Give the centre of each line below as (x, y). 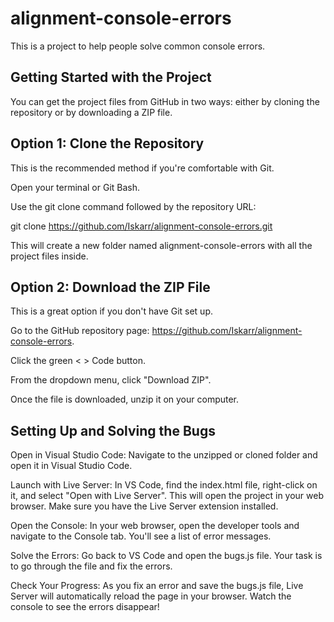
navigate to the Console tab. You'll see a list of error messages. (141, 536)
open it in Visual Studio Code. (71, 466)
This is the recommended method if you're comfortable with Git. (142, 168)
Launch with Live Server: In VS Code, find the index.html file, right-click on (164, 485)
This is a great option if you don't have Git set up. (111, 311)
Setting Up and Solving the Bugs (113, 430)
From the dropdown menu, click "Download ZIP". (111, 380)
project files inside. (49, 256)
